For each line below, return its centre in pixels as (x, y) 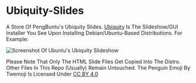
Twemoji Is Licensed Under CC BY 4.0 (52, 74)
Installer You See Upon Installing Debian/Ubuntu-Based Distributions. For (94, 33)
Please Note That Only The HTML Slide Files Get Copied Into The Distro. (93, 62)
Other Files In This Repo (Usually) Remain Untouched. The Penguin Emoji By (98, 67)
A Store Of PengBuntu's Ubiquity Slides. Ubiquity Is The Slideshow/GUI (92, 27)
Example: (17, 39)
